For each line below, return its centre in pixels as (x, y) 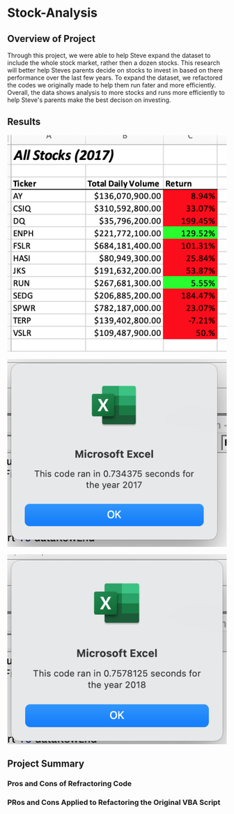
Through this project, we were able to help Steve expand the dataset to (109, 55)
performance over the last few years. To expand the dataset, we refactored (115, 78)
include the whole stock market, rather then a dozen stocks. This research (114, 63)
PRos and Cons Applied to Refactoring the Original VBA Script (114, 802)
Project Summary (46, 763)
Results (24, 122)
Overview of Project (52, 39)
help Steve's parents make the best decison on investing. (89, 100)
